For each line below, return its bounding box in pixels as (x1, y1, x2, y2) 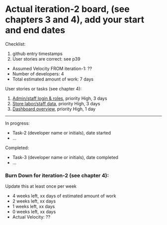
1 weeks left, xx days (12, 204, 55, 210)
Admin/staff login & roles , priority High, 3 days (12, 95, 107, 101)
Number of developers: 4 (12, 71, 64, 76)
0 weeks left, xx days (12, 209, 56, 215)
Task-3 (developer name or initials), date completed (12, 154, 118, 160)
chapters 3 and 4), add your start (5, 14, 145, 25)
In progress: (5, 120, 30, 126)
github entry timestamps (12, 51, 63, 57)
